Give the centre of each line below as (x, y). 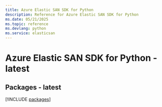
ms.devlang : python (26, 29)
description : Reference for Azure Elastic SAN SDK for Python (72, 15)
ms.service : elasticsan (30, 33)
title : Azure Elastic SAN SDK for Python (49, 10)
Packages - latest (33, 87)
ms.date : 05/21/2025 (27, 19)
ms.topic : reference (27, 24)
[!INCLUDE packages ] (28, 99)
